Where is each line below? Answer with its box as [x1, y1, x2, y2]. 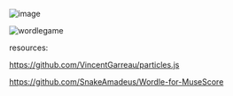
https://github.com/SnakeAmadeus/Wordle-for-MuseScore [9, 77, 224, 87]
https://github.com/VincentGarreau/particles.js [9, 60, 180, 70]
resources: [9, 42, 49, 53]
